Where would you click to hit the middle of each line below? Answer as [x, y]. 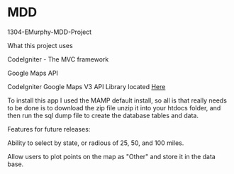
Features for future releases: [49, 129]
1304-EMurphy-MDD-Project [50, 32]
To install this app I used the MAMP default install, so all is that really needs [117, 100]
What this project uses [40, 45]
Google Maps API [33, 73]
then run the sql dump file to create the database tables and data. [103, 115]
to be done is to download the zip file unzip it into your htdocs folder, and [114, 108]
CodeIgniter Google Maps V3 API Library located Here [87, 86]
